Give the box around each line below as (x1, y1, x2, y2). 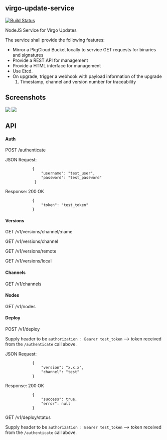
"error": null (41, 401, 71, 406)
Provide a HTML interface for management (12, 62, 101, 68)
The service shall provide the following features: (5, 37, 105, 43)
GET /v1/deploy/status (5, 414, 51, 420)
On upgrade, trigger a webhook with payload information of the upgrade (12, 73, 162, 79)
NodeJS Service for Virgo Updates (5, 27, 77, 33)
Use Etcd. (12, 68, 33, 74)
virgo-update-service (5, 4, 75, 13)
